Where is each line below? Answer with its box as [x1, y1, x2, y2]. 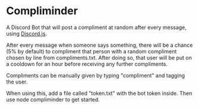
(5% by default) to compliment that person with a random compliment [6, 47, 177, 54]
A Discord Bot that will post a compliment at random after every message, [6, 24, 187, 31]
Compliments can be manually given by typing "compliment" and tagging [6, 72, 185, 79]
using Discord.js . [6, 30, 48, 37]
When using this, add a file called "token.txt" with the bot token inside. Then [6, 89, 192, 97]
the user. [6, 78, 28, 85]
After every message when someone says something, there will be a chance [6, 41, 193, 49]
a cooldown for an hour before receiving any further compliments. [6, 60, 168, 68]
